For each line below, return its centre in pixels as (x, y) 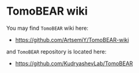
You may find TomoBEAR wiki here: (47, 28)
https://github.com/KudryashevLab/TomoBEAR (74, 63)
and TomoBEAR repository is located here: (56, 51)
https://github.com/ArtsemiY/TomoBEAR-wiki (72, 40)
